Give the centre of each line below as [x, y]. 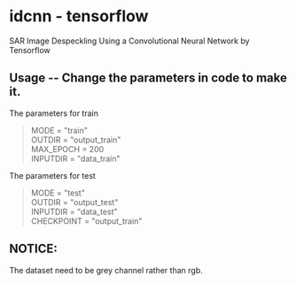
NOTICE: [33, 249]
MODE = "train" [59, 130]
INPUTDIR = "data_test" [74, 211]
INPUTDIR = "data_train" [76, 158]
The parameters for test [52, 175]
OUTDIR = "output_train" [76, 140]
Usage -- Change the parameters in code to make [148, 78]
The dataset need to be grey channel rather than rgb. [106, 270]
